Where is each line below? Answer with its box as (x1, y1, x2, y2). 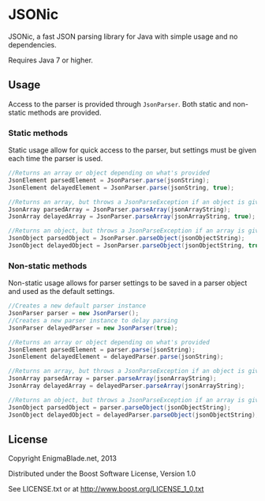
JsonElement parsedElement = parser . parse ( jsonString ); (8, 345, 196, 353)
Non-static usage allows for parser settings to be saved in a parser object (8, 278, 248, 288)
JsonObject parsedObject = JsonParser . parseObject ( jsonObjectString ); (8, 235, 245, 243)
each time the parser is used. (8, 154, 103, 164)
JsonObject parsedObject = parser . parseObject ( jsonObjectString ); (8, 403, 231, 412)
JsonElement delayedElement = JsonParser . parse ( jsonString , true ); (8, 183, 235, 191)
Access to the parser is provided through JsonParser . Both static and (8, 99, 231, 108)
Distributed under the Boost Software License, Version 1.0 (8, 469, 196, 479)
